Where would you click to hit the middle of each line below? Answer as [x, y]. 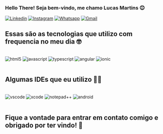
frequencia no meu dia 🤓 [43, 41]
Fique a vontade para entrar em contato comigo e [82, 118]
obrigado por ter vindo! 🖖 [44, 125]
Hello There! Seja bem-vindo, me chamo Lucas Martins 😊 [75, 8]
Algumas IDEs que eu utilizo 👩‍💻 [53, 79]
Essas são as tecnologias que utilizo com [69, 34]
